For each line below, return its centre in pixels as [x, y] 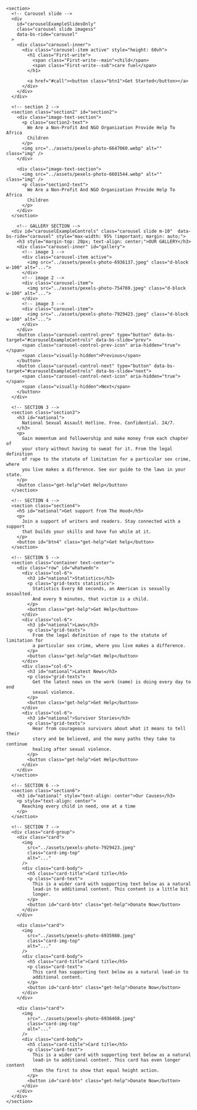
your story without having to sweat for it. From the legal [97, 449]
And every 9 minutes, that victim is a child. [91, 599]
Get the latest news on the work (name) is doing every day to [112, 682]
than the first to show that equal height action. [96, 1070]
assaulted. [19, 594]
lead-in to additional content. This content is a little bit [110, 889]
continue [17, 744]
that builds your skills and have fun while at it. [86, 532]
